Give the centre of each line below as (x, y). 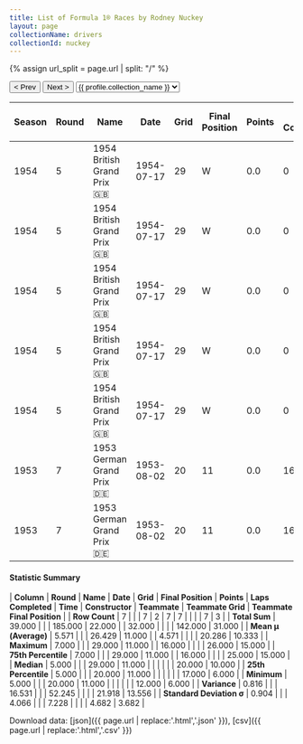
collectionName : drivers (56, 34)
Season (31, 122)
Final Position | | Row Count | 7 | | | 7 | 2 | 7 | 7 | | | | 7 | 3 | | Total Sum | (142, 617)
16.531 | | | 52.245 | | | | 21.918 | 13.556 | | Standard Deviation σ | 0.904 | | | (149, 693)
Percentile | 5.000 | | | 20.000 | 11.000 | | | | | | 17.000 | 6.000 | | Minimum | (148, 674)
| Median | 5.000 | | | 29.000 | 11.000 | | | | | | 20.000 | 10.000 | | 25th (138, 664)
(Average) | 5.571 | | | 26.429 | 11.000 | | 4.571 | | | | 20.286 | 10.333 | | (139, 636)
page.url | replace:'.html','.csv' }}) (71, 730)
